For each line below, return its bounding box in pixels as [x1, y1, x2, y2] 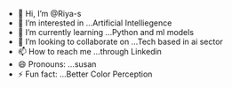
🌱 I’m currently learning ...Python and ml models [17, 27, 194, 37]
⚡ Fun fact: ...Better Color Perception [17, 69, 153, 79]
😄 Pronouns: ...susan [17, 59, 97, 70]
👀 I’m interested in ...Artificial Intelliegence [17, 18, 172, 28]
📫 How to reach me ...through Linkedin [17, 47, 163, 56]
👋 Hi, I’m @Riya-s [17, 9, 82, 18]
